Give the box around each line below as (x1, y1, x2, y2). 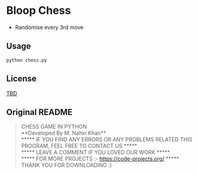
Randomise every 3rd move (14, 24, 84, 31)
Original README (6, 107, 73, 117)
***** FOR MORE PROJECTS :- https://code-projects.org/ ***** (21, 155, 179, 163)
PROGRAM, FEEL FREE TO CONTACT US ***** (21, 143, 138, 150)
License (6, 74, 37, 84)
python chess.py (6, 57, 47, 63)
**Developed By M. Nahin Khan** (21, 129, 107, 137)
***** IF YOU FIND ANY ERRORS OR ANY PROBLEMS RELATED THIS (21, 136, 193, 143)
